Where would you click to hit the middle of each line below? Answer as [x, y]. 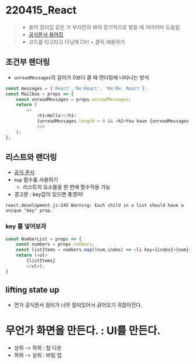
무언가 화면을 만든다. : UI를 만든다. [83, 330]
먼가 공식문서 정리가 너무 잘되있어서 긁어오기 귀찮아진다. [78, 305]
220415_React [41, 10]
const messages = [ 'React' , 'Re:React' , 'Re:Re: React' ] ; [76, 89]
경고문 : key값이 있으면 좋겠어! [49, 195]
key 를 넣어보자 [26, 226]
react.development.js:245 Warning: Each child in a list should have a [94, 206]
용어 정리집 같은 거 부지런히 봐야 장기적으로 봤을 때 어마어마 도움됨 [104, 27]
